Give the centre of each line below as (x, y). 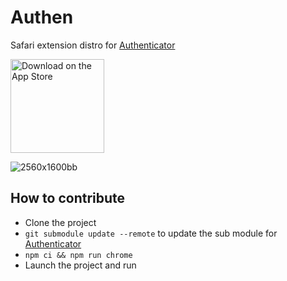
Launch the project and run (80, 265)
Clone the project (60, 222)
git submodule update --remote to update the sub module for (151, 233)
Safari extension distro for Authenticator (93, 45)
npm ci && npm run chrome (78, 255)
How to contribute (68, 198)
